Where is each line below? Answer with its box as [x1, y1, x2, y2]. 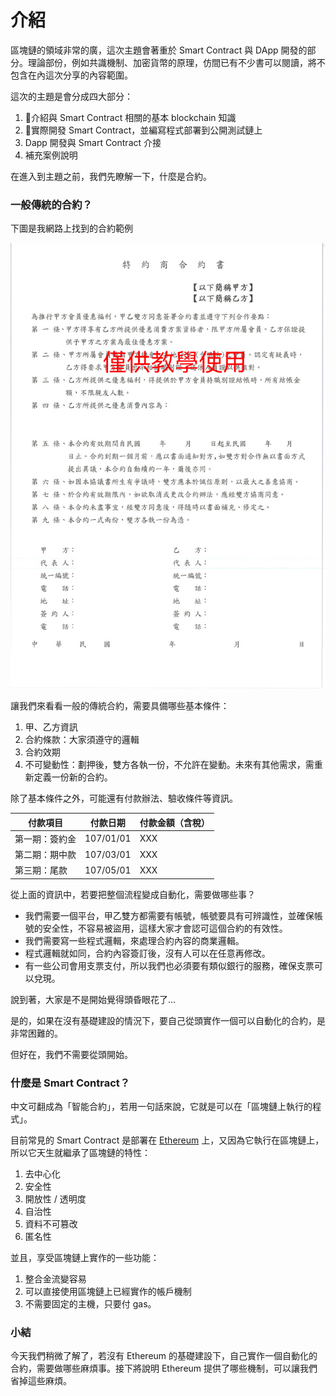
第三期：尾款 [14, 864, 68, 876]
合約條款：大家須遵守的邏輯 [24, 734, 140, 746]
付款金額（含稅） [139, 816, 210, 828]
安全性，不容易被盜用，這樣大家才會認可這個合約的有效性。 [42, 922, 288, 934]
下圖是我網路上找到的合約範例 [10, 222, 133, 235]
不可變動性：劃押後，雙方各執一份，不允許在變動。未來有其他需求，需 [24, 759, 315, 771]
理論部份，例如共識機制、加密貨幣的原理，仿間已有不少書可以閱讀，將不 [27, 56, 326, 68]
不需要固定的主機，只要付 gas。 [24, 1298, 157, 1310]
